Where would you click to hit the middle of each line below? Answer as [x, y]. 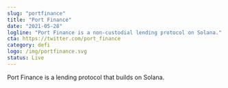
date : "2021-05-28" [35, 26]
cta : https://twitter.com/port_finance [64, 39]
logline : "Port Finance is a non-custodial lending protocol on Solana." [115, 32]
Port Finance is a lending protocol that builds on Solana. [86, 77]
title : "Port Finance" [39, 20]
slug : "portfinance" [37, 13]
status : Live [26, 58]
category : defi [29, 45]
